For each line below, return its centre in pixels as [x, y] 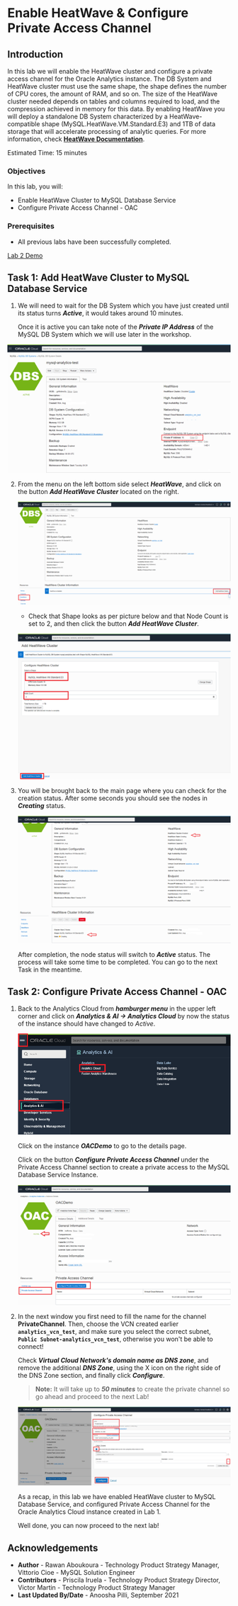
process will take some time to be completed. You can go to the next [118, 962]
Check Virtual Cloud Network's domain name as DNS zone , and [113, 1360]
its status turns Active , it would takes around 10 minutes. [100, 313]
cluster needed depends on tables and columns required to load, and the [114, 101]
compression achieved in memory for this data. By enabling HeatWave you [116, 109]
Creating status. [41, 806]
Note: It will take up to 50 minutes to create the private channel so [132, 1389]
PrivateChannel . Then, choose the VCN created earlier [98, 1324]
